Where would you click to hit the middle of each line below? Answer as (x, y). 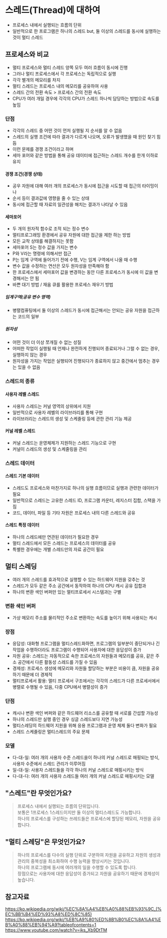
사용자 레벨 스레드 (22, 394)
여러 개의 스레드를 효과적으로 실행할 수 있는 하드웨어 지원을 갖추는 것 (79, 579)
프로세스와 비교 (27, 54)
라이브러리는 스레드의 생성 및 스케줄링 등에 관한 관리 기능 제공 (72, 418)
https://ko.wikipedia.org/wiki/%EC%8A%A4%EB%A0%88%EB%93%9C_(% (83, 909)
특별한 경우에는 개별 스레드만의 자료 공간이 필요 (58, 549)
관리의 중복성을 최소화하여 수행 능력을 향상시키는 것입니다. (74, 861)
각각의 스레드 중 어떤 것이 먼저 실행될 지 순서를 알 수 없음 (67, 131)
